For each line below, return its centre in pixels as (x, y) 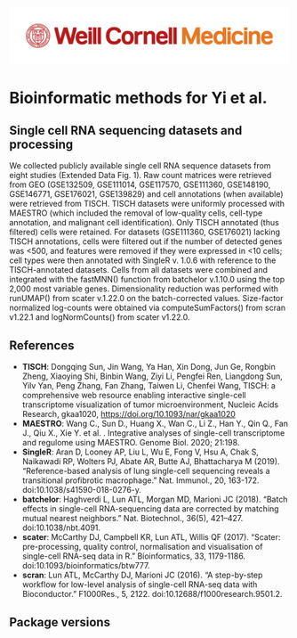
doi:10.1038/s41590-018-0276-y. (82, 490)
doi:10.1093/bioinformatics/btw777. (86, 566)
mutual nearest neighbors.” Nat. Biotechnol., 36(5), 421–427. (132, 519)
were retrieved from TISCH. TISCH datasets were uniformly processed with (147, 204)
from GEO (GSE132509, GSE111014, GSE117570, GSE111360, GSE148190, (140, 184)
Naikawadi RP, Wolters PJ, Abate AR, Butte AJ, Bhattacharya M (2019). (151, 462)
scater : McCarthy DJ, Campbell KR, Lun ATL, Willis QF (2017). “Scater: (151, 537)
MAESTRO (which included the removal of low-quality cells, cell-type (136, 213)
